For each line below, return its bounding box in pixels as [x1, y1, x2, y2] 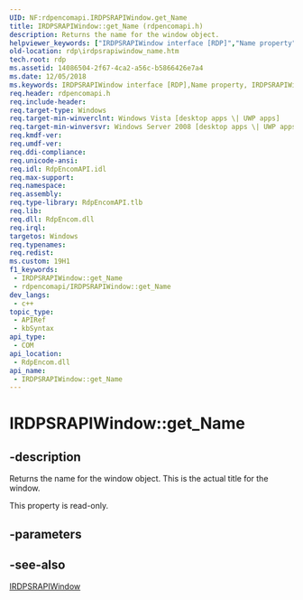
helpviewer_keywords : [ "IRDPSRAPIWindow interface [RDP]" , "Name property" [9, 38, 297, 48]
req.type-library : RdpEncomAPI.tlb [9, 198, 143, 208]
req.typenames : [9, 240, 67, 249]
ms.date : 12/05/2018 [9, 72, 87, 81]
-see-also [9, 558, 66, 573]
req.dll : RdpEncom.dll [9, 214, 95, 224]
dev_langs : [9, 290, 50, 299]
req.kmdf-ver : [9, 131, 63, 140]
